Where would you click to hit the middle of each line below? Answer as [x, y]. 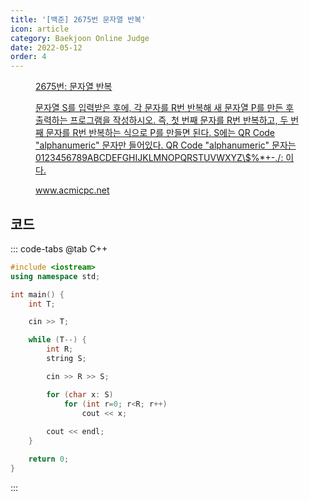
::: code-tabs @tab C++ [59, 248]
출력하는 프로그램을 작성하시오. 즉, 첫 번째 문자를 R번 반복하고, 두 [162, 120]
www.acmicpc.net [72, 190]
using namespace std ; [55, 276]
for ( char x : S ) [80, 394]
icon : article [40, 29]
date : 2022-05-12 [46, 47]
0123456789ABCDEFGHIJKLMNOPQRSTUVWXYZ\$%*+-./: [159, 158]
